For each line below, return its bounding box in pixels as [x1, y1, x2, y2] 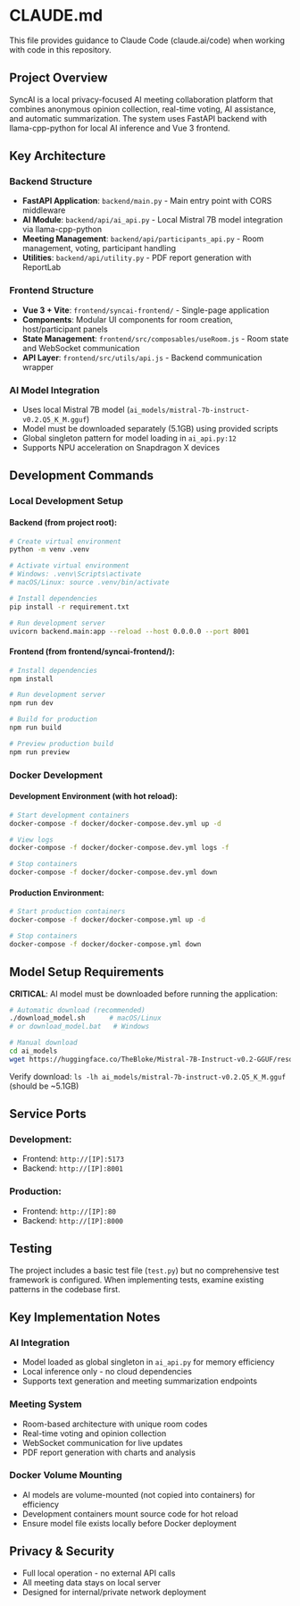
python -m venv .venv [9, 545, 90, 554]
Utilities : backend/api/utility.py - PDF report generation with [21, 252, 252, 264]
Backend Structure [9, 175, 93, 188]
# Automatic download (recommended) [9, 1005, 146, 1014]
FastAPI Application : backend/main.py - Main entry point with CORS [21, 196, 272, 206]
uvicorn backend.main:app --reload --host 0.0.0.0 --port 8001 [9, 626, 250, 635]
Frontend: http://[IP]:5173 [21, 1154, 125, 1165]
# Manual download [9, 1038, 78, 1047]
